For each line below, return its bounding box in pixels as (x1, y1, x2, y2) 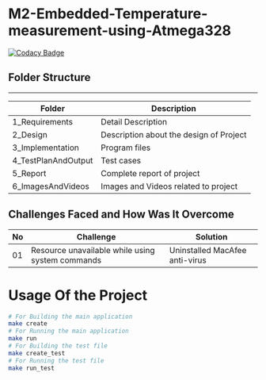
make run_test (8, 364, 55, 372)
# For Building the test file (8, 342, 108, 350)
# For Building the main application (8, 313, 133, 321)
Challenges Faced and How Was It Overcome (8, 208, 235, 221)
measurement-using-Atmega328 (8, 21, 232, 40)
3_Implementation (12, 142, 79, 153)
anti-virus (169, 255, 207, 266)
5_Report (12, 167, 47, 178)
